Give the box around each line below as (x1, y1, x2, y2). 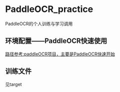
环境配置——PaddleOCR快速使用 (5, 36, 107, 45)
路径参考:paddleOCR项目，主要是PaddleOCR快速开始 (5, 51, 115, 57)
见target (5, 81, 22, 87)
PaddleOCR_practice (5, 3, 93, 15)
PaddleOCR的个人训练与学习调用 (5, 20, 73, 26)
